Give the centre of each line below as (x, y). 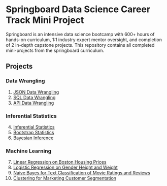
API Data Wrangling (34, 103)
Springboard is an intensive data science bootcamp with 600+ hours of (80, 34)
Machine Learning (29, 151)
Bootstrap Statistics (34, 132)
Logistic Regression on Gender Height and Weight (65, 167)
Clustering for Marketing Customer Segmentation (64, 178)
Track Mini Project (45, 20)
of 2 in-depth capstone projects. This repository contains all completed (80, 45)
